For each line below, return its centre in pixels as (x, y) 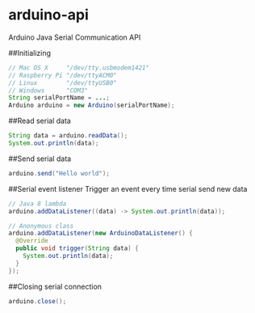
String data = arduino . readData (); (68, 136)
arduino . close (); (38, 301)
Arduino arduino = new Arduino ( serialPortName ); (92, 106)
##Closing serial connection (55, 286)
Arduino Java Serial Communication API (75, 37)
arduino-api (48, 15)
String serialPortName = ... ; (59, 98)
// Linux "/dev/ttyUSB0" (63, 82)
